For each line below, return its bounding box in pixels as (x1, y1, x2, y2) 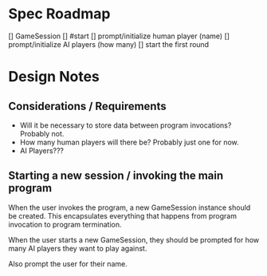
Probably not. (19, 128, 65, 138)
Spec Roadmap (8, 5, 111, 23)
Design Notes (8, 68, 100, 86)
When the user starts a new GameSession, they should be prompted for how (8, 235, 260, 244)
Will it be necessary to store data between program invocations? (19, 120, 232, 130)
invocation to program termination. (8, 219, 122, 229)
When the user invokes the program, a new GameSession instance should (8, 203, 251, 212)
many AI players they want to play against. (8, 243, 147, 253)
